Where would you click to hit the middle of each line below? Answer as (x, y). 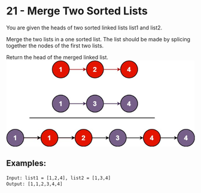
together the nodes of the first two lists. (55, 46)
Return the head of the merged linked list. (57, 57)
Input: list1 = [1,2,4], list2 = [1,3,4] (59, 178)
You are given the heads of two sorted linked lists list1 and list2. (84, 28)
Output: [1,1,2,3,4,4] (34, 184)
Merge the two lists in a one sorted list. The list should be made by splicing (98, 39)
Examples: (26, 163)
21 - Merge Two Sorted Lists (77, 11)
